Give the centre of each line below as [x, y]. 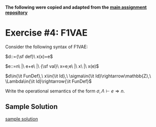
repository [16, 13]
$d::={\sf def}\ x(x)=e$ [29, 56]
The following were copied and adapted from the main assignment [76, 7]
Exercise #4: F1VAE [47, 33]
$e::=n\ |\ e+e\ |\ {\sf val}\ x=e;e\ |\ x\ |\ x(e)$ [52, 66]
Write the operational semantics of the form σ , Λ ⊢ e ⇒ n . [65, 91]
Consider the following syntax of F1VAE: [47, 47]
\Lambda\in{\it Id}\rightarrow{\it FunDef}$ [49, 81]
